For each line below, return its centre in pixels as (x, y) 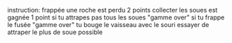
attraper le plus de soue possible (55, 32)
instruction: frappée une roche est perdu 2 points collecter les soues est (112, 10)
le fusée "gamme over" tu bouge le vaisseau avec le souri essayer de (108, 25)
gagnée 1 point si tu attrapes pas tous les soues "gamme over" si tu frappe (116, 17)
